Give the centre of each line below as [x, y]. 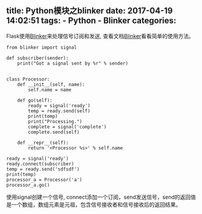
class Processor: [28, 79]
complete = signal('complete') [67, 127]
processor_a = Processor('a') [44, 180]
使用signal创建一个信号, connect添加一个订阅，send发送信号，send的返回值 [101, 197]
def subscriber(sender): [37, 58]
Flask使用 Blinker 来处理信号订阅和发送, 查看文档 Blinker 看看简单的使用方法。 [100, 36]
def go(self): [35, 100]
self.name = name [50, 89]
